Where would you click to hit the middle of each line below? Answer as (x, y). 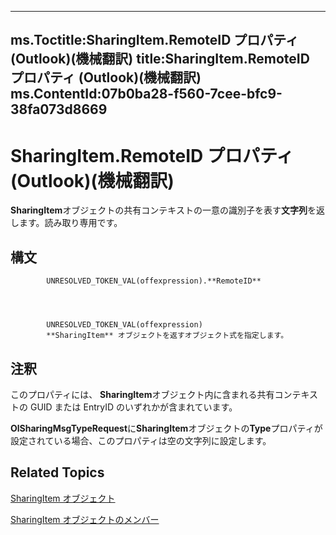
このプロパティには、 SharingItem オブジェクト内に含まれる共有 (142, 394)
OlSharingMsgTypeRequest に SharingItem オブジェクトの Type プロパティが (166, 428)
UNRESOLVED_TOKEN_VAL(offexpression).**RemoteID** (154, 281)
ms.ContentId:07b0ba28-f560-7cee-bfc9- (146, 94)
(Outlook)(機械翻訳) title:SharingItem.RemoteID (160, 59)
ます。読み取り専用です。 (70, 223)
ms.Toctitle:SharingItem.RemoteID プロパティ (155, 40)
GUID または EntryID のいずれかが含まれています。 (133, 407)
